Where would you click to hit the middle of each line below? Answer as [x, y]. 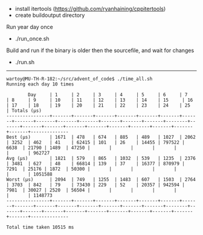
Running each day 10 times [40, 84]
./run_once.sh [32, 38]
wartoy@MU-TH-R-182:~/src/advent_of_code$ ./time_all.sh [79, 79]
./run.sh [25, 62]
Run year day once [30, 27]
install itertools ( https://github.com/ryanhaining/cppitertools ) [90, 9]
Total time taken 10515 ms [40, 227]
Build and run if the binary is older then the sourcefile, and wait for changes [100, 50]
